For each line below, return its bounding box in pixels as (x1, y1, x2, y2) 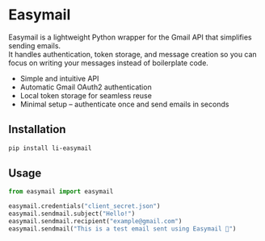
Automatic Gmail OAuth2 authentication (19, 82, 152, 92)
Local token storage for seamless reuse (19, 90, 152, 100)
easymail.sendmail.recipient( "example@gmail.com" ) (8, 218, 183, 226)
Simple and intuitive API (19, 73, 99, 83)
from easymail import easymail (8, 188, 114, 196)
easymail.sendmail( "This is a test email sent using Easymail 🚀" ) (8, 224, 237, 233)
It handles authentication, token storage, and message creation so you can (8, 49, 257, 59)
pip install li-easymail (8, 143, 92, 152)
